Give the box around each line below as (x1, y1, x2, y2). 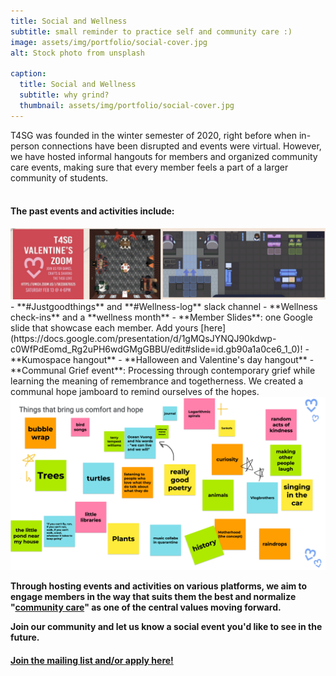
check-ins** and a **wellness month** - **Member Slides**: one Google (10, 311, 313, 323)
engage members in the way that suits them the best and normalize (10, 591, 297, 603)
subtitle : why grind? (19, 90, 110, 100)
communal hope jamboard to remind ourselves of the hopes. (10, 385, 260, 397)
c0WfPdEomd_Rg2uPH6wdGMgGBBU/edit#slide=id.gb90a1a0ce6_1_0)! (10, 343, 303, 355)
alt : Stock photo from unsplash (10, 48, 145, 58)
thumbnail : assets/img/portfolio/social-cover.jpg (19, 100, 235, 110)
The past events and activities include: (10, 205, 175, 217)
